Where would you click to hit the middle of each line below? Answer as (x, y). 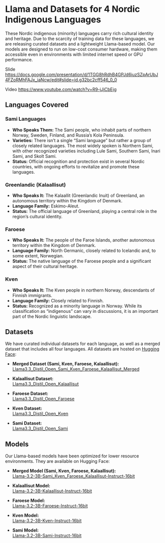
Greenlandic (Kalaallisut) (36, 185)
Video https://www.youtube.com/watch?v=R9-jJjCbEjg (61, 89)
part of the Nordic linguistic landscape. (52, 316)
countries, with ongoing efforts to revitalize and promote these (76, 166)
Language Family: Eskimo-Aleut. (46, 206)
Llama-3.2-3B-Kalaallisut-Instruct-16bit (52, 491)
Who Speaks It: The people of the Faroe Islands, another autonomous (83, 240)
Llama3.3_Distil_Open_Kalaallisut (45, 384)
